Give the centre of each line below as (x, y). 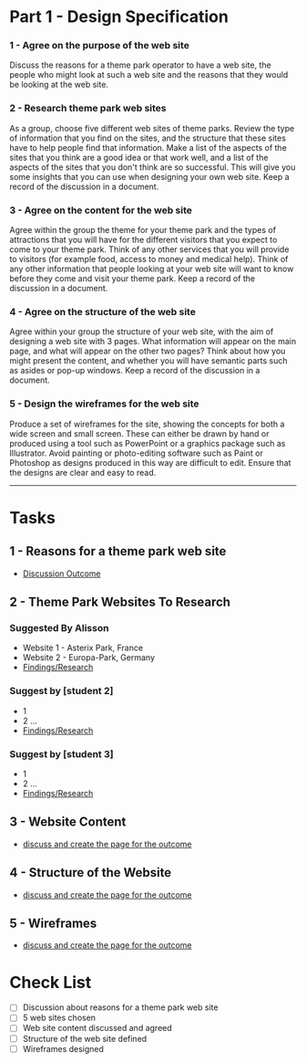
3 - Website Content (68, 822)
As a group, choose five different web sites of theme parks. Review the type (152, 128)
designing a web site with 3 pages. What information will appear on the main (153, 342)
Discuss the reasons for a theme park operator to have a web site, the (140, 65)
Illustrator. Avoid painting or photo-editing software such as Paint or (137, 453)
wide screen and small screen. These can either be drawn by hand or (140, 433)
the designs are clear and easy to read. (83, 472)
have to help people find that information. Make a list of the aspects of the (148, 147)
